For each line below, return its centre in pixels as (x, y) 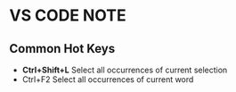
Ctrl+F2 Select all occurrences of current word (108, 79)
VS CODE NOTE (68, 16)
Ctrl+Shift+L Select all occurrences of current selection (125, 70)
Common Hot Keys (62, 49)
